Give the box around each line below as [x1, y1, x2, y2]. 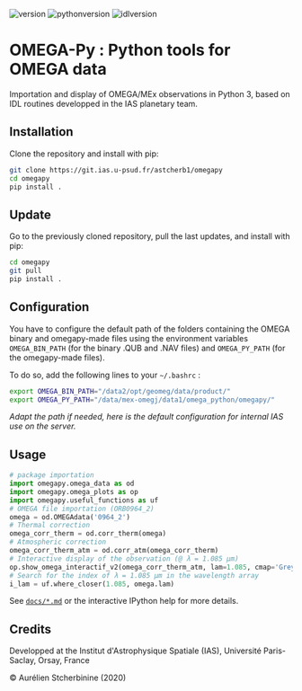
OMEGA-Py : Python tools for [9, 40, 231, 60]
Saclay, [9, 655, 37, 666]
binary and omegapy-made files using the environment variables [9, 332, 249, 343]
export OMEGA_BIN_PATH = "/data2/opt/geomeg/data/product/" [9, 386, 231, 395]
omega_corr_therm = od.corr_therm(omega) [9, 529, 167, 538]
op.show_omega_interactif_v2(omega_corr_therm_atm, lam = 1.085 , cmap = [9, 563, 276, 571]
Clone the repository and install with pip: [9, 148, 159, 159]
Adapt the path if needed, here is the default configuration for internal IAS [9, 412, 284, 422]
